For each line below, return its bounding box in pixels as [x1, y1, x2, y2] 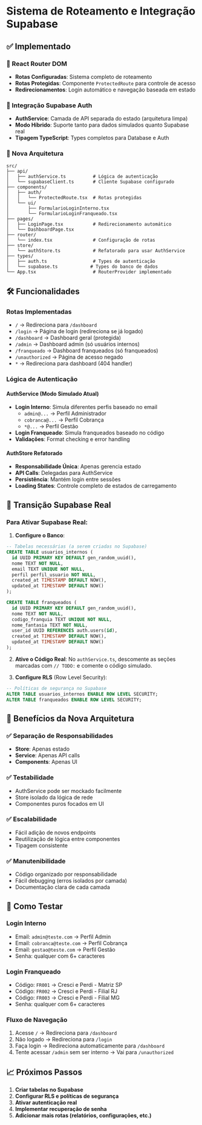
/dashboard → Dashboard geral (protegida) [15, 334, 122, 342]
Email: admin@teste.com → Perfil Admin [15, 933, 111, 940]
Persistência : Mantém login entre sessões [15, 476, 121, 483]
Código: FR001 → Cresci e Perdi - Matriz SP [15, 981, 123, 989]
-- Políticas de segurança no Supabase [6, 685, 107, 691]
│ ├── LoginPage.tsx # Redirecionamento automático [6, 221, 172, 228]
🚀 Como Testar [6, 901, 64, 911]
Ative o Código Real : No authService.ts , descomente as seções [15, 655, 176, 663]
